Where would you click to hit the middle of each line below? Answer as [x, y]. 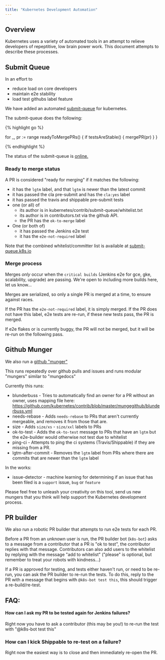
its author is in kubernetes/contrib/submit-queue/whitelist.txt [81, 210]
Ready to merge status [33, 169]
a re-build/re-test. [23, 585]
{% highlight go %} [24, 128]
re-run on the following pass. [34, 334]
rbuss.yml [22, 411]
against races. [19, 299]
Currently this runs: [25, 386]
